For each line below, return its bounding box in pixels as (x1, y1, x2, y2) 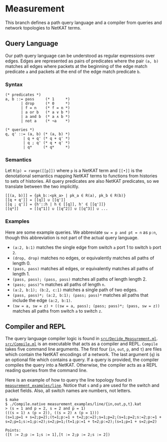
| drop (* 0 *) (20, 101, 70, 106)
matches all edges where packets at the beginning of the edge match (5, 63, 148, 69)
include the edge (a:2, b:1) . (12, 297, 72, 303)
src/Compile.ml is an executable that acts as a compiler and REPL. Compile (5, 341, 158, 347)
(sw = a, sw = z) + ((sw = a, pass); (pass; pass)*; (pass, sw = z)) (12, 303, 161, 309)
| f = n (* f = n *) (20, 105, 70, 110)
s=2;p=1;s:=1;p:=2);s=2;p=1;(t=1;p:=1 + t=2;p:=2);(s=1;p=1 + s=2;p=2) (5, 419, 157, 425)
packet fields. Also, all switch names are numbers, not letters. (5, 388, 132, 394)
